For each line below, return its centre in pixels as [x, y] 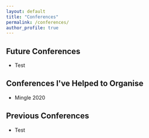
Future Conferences [43, 51]
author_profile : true [32, 28]
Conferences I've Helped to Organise [75, 84]
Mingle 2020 [30, 97]
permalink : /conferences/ [37, 22]
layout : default [26, 11]
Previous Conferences [48, 116]
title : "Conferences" [32, 17]
